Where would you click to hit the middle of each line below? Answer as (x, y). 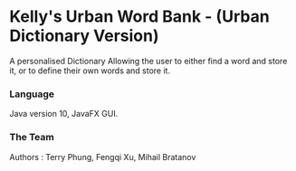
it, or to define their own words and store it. (90, 71)
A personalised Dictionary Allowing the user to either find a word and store (148, 61)
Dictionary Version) (85, 36)
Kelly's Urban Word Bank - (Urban (139, 17)
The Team (32, 138)
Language (32, 94)
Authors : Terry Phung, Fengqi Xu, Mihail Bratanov (103, 157)
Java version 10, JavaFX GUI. (64, 114)
